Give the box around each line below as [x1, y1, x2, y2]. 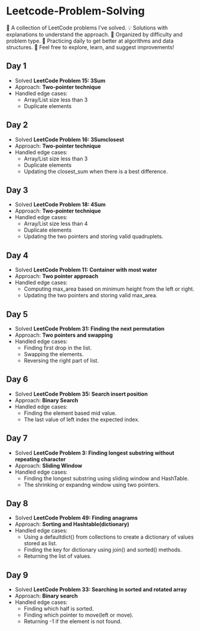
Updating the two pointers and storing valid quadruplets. [23, 233, 163, 240]
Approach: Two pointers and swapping [14, 331, 113, 339]
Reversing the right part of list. [23, 357, 99, 364]
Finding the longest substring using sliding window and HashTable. [23, 474, 189, 482]
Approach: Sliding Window [14, 462, 83, 469]
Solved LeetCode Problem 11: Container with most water [14, 266, 157, 274]
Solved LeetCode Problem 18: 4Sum [14, 201, 106, 208]
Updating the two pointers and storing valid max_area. [23, 292, 157, 299]
